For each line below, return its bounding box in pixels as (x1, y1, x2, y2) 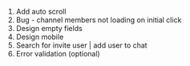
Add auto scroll (15, 7, 67, 16)
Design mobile (15, 32, 64, 41)
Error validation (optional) (15, 49, 100, 58)
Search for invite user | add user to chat (15, 41, 148, 50)
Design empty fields (15, 24, 83, 33)
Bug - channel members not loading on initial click (15, 15, 182, 25)
